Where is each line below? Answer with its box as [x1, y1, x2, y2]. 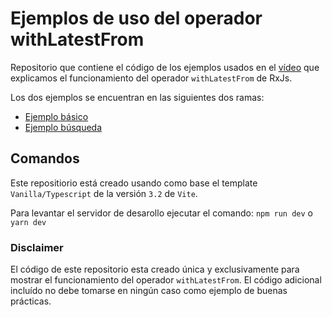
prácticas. [10, 295, 52, 307]
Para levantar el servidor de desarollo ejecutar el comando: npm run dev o [10, 207, 313, 219]
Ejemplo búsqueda [24, 121, 103, 133]
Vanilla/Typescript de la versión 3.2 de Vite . [10, 187, 198, 199]
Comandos [10, 150, 80, 167]
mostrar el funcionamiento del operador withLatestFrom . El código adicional [10, 274, 322, 286]
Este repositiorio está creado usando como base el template [10, 177, 258, 189]
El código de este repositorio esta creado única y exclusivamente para [10, 263, 300, 276]
